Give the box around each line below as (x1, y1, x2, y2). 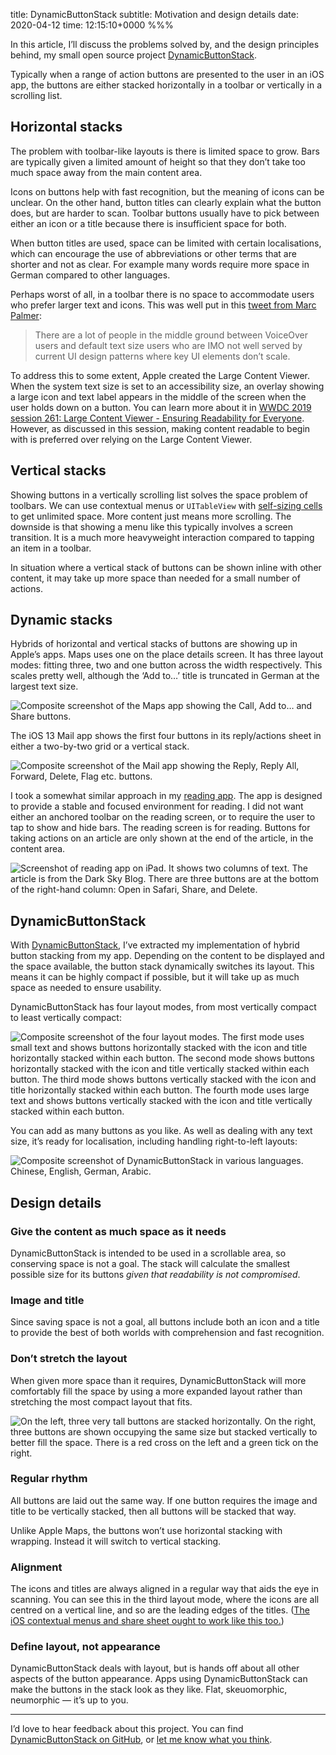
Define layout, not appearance (10, 1640, 161, 1654)
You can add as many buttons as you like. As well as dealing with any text (10, 1125, 313, 1137)
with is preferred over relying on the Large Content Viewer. (10, 433, 253, 445)
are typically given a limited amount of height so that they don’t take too (10, 155, 306, 168)
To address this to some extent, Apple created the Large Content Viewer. (10, 369, 310, 381)
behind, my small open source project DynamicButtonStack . (10, 49, 258, 61)
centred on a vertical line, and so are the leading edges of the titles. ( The (10, 1604, 310, 1616)
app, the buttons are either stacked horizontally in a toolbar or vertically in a (10, 79, 323, 91)
